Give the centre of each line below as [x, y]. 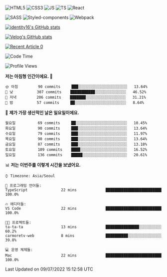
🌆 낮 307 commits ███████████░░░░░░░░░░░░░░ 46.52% [76, 92]
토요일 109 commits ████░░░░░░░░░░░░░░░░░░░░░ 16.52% [76, 150]
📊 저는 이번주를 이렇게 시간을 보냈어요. [43, 165]
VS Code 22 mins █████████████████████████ [83, 208]
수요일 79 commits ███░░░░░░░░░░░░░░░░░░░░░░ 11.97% [76, 134]
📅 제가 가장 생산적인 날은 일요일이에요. [42, 112]
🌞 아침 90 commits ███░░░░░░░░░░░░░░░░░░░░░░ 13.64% [77, 87]
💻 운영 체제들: [19, 250]
